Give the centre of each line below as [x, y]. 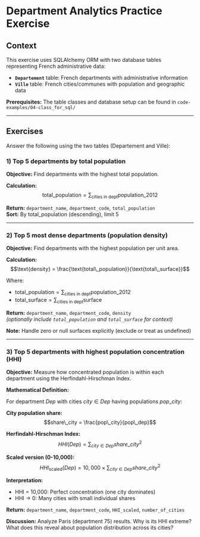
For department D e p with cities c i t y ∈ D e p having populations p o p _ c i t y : [94, 402]
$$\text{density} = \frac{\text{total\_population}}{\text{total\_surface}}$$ [100, 269]
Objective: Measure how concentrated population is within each [85, 372]
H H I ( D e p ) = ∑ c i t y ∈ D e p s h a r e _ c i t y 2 [100, 444]
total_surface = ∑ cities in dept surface [58, 301]
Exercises [25, 131]
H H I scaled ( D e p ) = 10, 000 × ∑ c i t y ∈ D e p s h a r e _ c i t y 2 [100, 467]
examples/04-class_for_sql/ [41, 108]
